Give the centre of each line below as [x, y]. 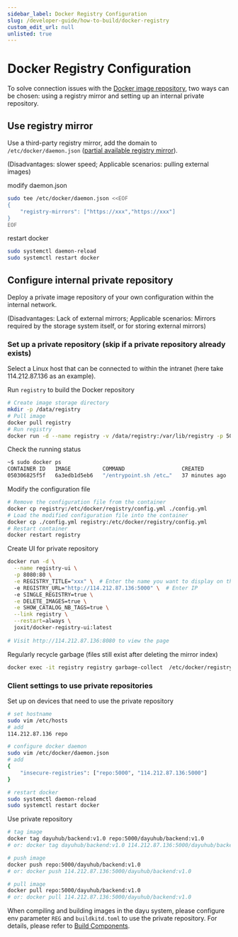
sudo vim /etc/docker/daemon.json [58, 753]
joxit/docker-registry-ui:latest [63, 628]
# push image [27, 858]
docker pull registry [39, 423]
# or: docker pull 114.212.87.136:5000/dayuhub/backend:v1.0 [100, 897]
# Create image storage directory [58, 403]
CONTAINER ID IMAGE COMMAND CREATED [106, 469]
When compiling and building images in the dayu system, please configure [116, 911]
